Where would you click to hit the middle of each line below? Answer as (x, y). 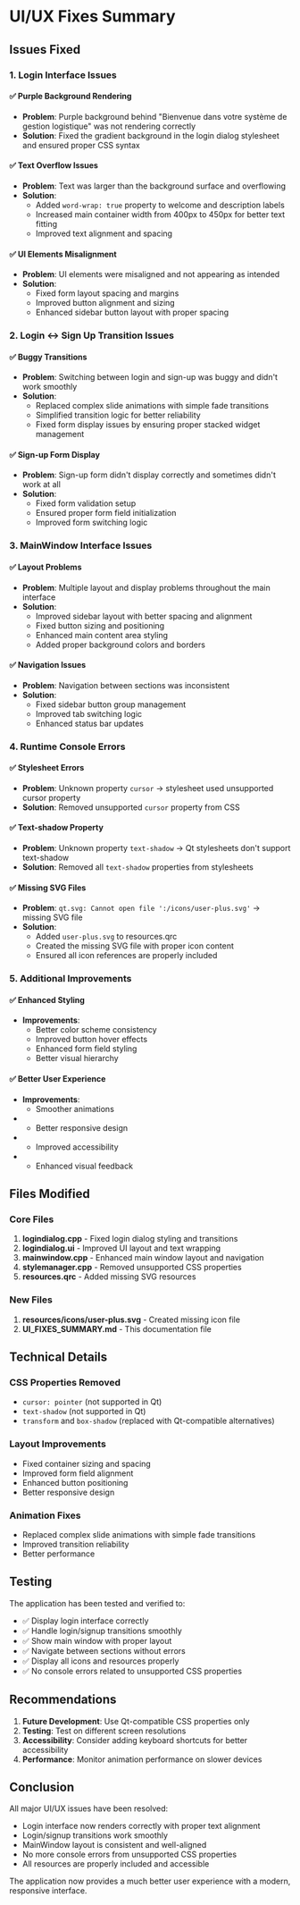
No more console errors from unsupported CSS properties (129, 1854)
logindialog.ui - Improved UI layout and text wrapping (121, 1248)
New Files (31, 1300)
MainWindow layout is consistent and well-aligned (114, 1845)
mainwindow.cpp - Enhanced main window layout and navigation (143, 1258)
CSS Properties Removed (65, 1382)
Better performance (58, 1554)
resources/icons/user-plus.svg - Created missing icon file (131, 1319)
